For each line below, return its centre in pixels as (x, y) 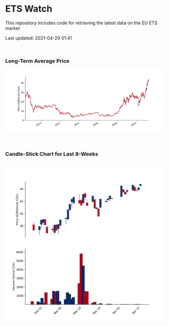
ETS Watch (29, 9)
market (13, 28)
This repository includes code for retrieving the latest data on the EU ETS (81, 23)
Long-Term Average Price (37, 61)
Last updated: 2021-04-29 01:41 (39, 38)
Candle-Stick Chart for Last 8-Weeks (52, 154)
